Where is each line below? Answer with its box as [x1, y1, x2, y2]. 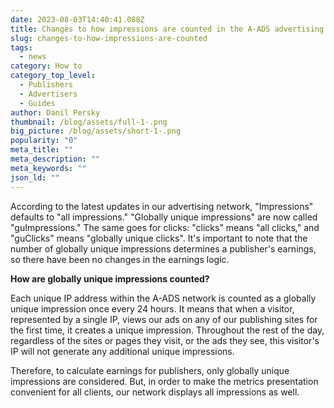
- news [19, 52, 47, 62]
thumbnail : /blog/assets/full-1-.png [10, 117, 168, 127]
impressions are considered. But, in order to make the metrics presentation [10, 375, 319, 387]
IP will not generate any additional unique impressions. [10, 345, 235, 357]
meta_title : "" [10, 145, 74, 155]
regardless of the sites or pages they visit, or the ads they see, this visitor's [10, 334, 320, 346]
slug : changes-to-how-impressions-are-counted [10, 33, 208, 43]
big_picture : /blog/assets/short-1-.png [10, 126, 182, 136]
